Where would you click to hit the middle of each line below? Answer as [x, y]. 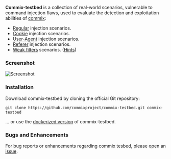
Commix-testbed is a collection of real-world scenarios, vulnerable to [79, 7]
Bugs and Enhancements [37, 135]
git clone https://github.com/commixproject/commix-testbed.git [75, 108]
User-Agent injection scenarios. [46, 39]
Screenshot [20, 63]
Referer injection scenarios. [42, 44]
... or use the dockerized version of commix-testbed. [60, 121]
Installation [20, 87]
